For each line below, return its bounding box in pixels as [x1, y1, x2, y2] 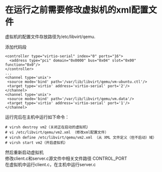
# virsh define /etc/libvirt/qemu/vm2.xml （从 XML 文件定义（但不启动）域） [5, 135, 157, 140]
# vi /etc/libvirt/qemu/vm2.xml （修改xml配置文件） [5, 130, 109, 134]
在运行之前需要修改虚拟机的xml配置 [5, 4, 149, 16]
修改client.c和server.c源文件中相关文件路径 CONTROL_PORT [5, 155, 127, 161]
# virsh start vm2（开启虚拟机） [5, 140, 68, 145]
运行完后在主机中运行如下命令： [5, 114, 69, 120]
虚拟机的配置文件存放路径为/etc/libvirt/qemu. [5, 34, 96, 39]
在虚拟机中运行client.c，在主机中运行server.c [5, 161, 96, 167]
